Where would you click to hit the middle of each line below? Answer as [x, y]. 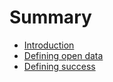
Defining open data [63, 55]
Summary [50, 17]
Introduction [49, 45]
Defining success [59, 66]
